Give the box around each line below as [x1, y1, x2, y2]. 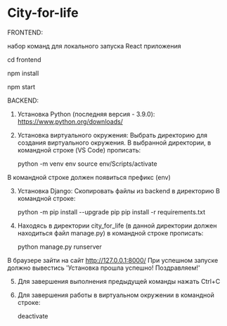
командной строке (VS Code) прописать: [17, 145, 141, 154]
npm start [7, 82, 36, 91]
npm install [7, 69, 39, 77]
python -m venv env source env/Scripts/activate [17, 159, 157, 168]
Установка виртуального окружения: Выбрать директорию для [17, 131, 207, 139]
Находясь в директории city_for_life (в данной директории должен [17, 221, 217, 230]
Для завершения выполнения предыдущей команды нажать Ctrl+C [17, 277, 221, 285]
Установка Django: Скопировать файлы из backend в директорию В [17, 186, 220, 195]
